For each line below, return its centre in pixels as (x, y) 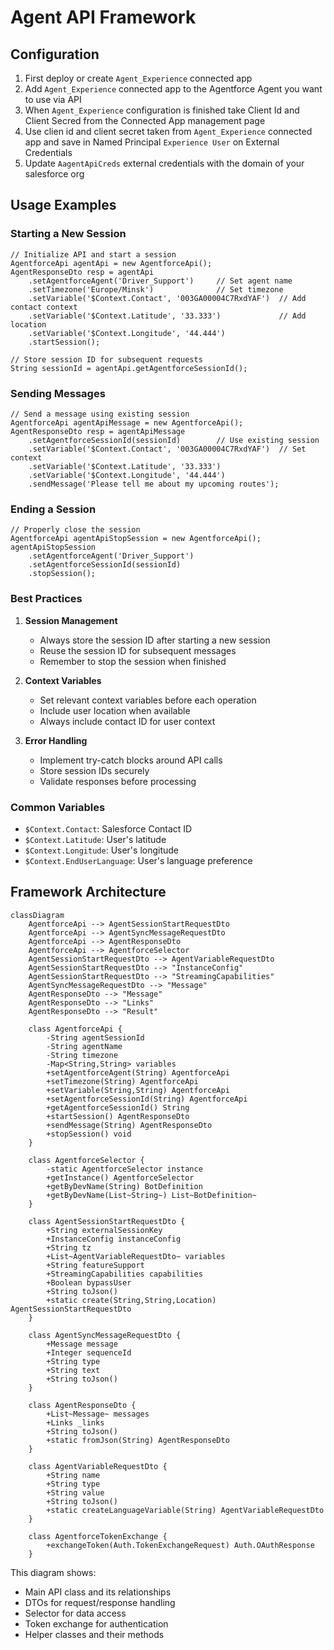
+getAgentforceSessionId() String (118, 1107)
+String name (73, 1475)
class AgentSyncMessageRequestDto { (105, 1335)
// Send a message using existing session (100, 414)
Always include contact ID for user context (127, 721)
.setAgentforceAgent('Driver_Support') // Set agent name (160, 281)
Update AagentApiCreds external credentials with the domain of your (164, 163)
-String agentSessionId (95, 1037)
